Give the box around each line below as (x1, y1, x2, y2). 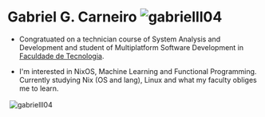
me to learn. (18, 84, 59, 93)
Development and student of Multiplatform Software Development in (18, 42, 244, 52)
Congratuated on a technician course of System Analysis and (18, 34, 221, 44)
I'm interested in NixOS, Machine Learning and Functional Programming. (18, 66, 257, 76)
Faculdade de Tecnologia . (18, 51, 105, 60)
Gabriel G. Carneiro (7, 8, 137, 26)
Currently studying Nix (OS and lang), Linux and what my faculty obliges (18, 75, 257, 84)
